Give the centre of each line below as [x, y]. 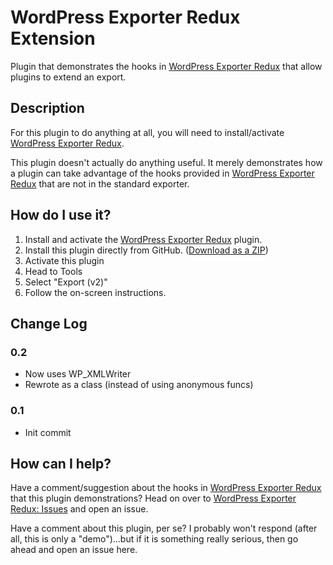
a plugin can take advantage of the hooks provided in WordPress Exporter [162, 173]
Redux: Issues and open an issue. [79, 509]
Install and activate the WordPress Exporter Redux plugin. [143, 239]
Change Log [49, 323]
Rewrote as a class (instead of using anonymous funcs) [139, 385]
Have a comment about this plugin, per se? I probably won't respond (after [164, 528]
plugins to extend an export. [68, 77]
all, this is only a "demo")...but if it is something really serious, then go [154, 539]
